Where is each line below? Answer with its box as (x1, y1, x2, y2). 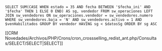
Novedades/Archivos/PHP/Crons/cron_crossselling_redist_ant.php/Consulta (5, 35, 157, 41)
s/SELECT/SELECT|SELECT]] (5, 40, 63, 46)
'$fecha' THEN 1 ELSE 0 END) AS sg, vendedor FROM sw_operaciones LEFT (5, 9, 153, 14)
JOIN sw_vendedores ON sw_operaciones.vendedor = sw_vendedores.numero (5, 13, 153, 18)
